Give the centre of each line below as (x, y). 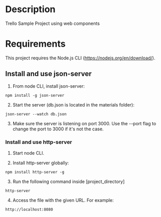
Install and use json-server (49, 74)
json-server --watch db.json (36, 114)
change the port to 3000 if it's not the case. (58, 129)
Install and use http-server (39, 142)
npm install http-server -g (35, 172)
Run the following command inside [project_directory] (69, 182)
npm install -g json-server (35, 95)
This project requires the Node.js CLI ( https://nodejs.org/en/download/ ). (80, 58)
